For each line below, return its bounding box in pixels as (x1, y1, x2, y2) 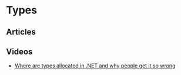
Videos (6, 46, 33, 56)
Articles (6, 27, 36, 37)
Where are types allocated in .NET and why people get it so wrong (14, 62, 176, 69)
